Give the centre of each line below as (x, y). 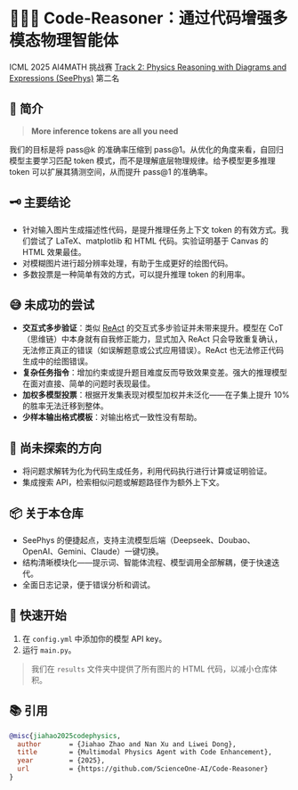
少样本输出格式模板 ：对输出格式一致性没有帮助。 (112, 417)
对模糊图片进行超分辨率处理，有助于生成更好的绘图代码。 (127, 263)
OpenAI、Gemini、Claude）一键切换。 (93, 551)
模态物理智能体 (64, 41)
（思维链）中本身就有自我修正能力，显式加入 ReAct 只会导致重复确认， (152, 339)
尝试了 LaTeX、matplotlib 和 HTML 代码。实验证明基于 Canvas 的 (149, 241)
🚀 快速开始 (38, 616)
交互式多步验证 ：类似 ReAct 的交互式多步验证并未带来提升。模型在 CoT (153, 328)
